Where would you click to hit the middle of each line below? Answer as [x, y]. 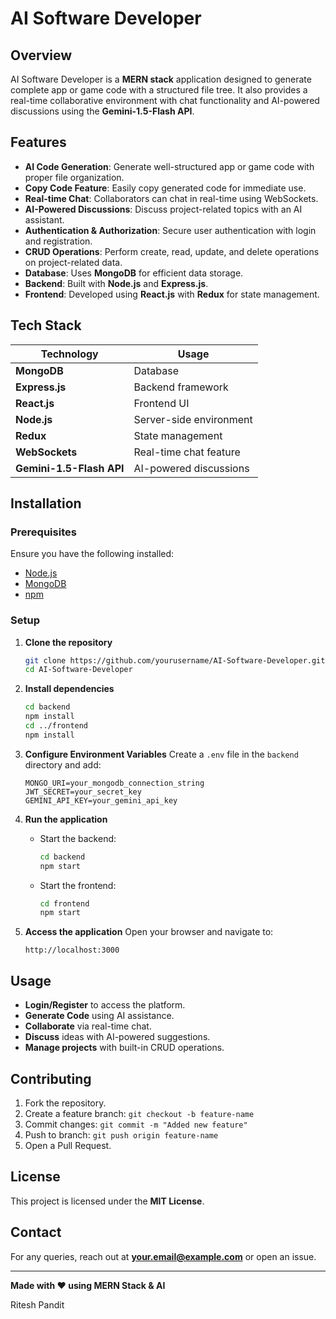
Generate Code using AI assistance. [99, 1016]
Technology [69, 354]
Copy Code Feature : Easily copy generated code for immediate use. [165, 188]
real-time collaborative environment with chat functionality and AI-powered [165, 100]
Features [38, 142]
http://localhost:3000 [72, 950]
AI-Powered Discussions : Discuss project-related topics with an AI [163, 209]
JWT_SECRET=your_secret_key [83, 792]
